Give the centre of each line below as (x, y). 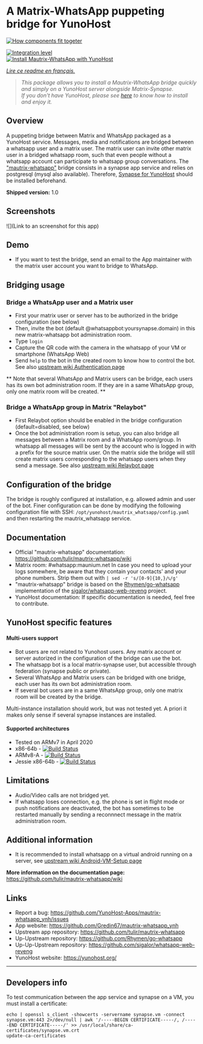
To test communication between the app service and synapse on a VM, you (100, 997)
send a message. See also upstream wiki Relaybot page (84, 465)
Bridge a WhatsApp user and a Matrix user (70, 302)
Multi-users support (32, 638)
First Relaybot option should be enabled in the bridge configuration (98, 421)
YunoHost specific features (59, 623)
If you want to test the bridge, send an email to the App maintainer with (103, 259)
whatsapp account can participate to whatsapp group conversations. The (98, 161)
